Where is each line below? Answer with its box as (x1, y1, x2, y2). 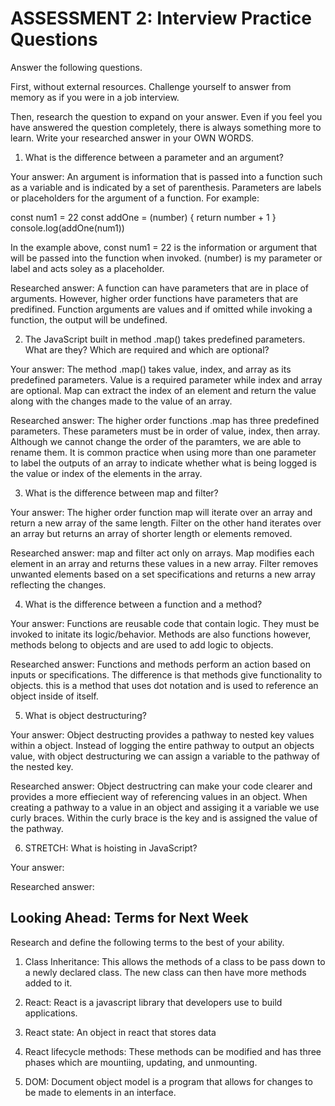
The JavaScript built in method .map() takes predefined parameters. (24, 333, 306, 345)
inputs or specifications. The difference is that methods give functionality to (10, 668, 323, 681)
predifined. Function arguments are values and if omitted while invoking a (10, 303, 313, 315)
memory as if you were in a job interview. (10, 91, 180, 103)
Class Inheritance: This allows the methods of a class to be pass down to (24, 955, 326, 967)
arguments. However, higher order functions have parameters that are (10, 292, 299, 304)
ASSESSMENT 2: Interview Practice (10, 7, 312, 30)
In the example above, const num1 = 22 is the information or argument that (10, 241, 318, 253)
